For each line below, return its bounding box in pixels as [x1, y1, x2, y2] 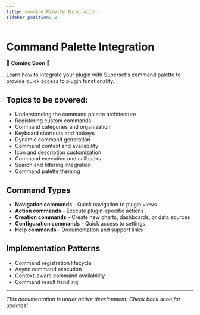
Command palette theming [14, 168, 80, 175]
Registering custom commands [14, 117, 92, 124]
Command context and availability [14, 143, 99, 150]
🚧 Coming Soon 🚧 [6, 60, 51, 67]
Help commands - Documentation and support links [14, 226, 143, 233]
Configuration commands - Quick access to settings [14, 220, 146, 227]
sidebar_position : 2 [6, 14, 58, 20]
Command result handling [14, 278, 79, 285]
